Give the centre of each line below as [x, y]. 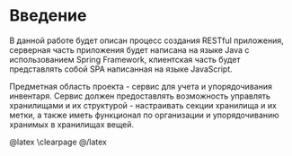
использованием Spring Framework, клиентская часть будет [125, 59]
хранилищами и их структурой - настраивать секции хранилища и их [143, 105]
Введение [48, 16]
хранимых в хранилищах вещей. [72, 124]
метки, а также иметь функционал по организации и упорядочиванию [145, 115]
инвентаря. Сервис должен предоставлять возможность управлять [140, 96]
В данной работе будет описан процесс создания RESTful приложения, [147, 40]
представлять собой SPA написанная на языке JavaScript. [121, 69]
